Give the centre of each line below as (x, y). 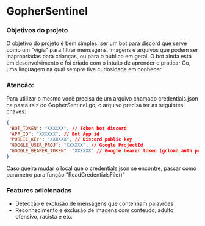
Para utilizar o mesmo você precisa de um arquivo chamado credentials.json (102, 98)
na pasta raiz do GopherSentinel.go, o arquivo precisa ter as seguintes (95, 105)
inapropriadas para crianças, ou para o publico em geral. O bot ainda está (99, 57)
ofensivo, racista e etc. (44, 217)
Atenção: (20, 85)
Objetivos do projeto (37, 30)
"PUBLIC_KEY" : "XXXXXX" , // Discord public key (70, 139)
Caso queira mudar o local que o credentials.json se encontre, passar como (102, 168)
